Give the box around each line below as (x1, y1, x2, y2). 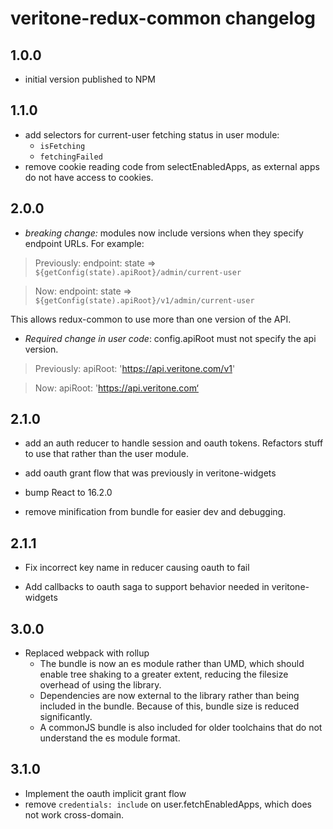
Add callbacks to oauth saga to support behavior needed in (24, 581, 270, 593)
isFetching (39, 141, 86, 151)
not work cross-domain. (24, 808, 125, 821)
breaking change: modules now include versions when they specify (24, 227, 304, 239)
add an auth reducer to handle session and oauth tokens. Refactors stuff (24, 437, 324, 449)
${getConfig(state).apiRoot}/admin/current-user (34, 267, 242, 277)
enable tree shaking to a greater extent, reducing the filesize (39, 668, 289, 681)
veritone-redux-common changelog (10, 7, 317, 30)
